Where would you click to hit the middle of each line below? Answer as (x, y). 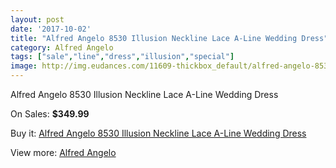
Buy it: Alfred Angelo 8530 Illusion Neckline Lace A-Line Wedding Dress (158, 133)
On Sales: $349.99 (50, 114)
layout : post (37, 19)
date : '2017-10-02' (51, 29)
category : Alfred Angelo (62, 47)
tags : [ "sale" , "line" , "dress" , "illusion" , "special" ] (122, 57)
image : (24, 66)
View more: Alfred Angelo (63, 152)
